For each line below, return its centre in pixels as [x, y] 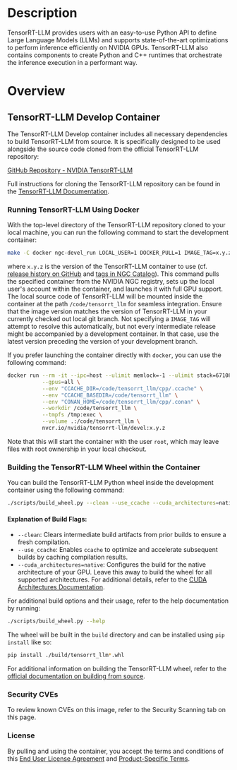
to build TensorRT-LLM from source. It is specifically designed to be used [114, 141]
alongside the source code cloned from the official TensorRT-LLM [103, 149]
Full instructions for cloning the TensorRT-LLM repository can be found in [114, 184]
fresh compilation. [44, 542]
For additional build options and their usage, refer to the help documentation [118, 601]
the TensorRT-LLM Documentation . [59, 191]
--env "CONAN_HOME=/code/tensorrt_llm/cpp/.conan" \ [121, 402]
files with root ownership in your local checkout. [77, 449]
